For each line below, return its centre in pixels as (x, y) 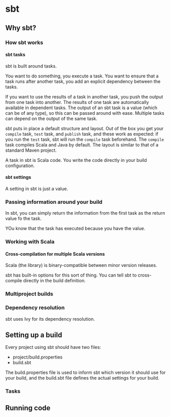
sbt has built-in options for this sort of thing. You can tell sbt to (71, 275)
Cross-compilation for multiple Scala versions (55, 254)
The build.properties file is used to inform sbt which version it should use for (86, 372)
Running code (28, 408)
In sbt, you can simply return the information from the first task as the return (85, 213)
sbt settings (18, 177)
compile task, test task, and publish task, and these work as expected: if (82, 134)
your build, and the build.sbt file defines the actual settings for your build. (82, 378)
